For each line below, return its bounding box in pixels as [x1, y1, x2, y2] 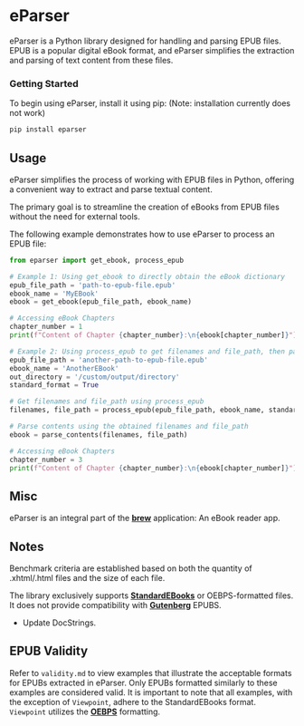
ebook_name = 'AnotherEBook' [9, 363, 119, 373]
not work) [9, 108, 46, 119]
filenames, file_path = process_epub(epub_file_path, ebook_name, [9, 405, 265, 415]
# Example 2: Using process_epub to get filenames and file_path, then [9, 346, 285, 356]
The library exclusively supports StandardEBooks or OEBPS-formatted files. [9, 590, 294, 601]
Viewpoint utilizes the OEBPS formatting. [9, 706, 161, 717]
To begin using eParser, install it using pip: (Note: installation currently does [9, 98, 291, 109]
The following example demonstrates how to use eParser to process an [9, 228, 275, 239]
